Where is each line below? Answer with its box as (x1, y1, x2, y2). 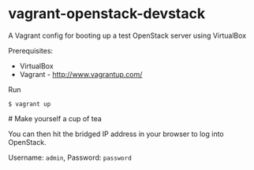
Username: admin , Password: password (8, 153, 132, 162)
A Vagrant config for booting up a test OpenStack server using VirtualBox (8, 31, 247, 40)
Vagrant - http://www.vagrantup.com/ (19, 69, 143, 79)
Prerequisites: (8, 46, 54, 55)
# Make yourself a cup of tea (8, 113, 103, 123)
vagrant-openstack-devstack (8, 5, 206, 23)
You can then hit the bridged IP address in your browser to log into (8, 129, 225, 139)
